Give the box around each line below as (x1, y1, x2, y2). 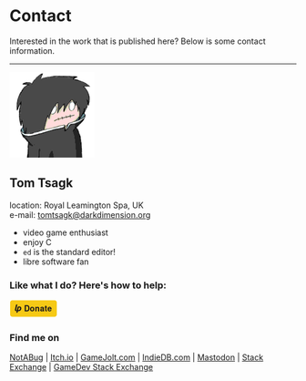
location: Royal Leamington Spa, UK (9, 200, 144, 211)
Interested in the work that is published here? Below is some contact (9, 36, 266, 46)
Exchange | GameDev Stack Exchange (9, 362, 153, 373)
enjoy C (22, 236, 52, 247)
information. (9, 45, 56, 56)
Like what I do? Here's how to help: (9, 279, 167, 292)
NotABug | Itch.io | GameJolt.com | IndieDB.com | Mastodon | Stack (9, 352, 264, 363)
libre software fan (22, 256, 89, 267)
